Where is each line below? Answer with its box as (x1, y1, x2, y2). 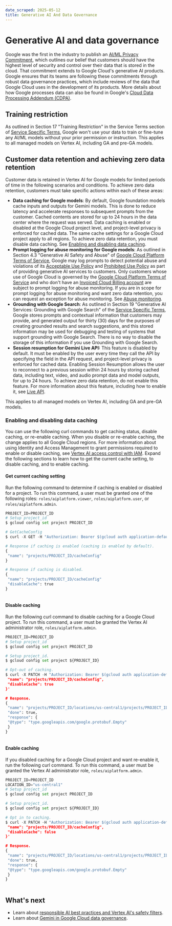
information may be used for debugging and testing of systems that (12, 328, 155, 335)
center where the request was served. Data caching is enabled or (12, 219, 151, 226)
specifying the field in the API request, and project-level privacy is (12, 356, 152, 362)
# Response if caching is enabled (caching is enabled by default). (5, 543, 155, 549)
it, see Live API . (12, 388, 46, 395)
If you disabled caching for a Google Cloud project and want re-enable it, (5, 756, 160, 763)
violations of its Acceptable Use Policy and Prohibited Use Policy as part (12, 263, 165, 269)
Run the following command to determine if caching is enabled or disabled (5, 484, 162, 491)
